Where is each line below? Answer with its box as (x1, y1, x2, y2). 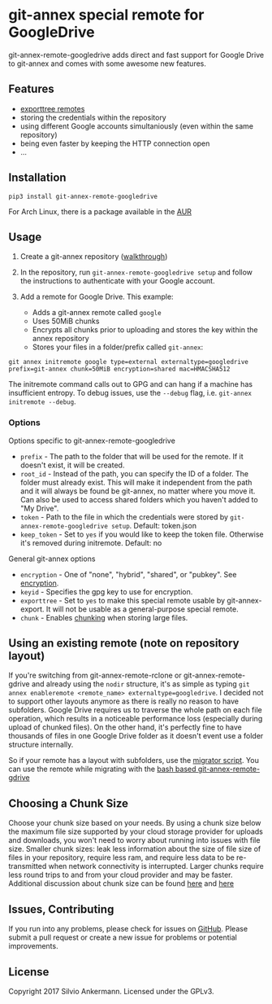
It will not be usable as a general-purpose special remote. (45, 604, 239, 614)
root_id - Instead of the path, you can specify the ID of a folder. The (19, 468, 249, 478)
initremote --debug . (8, 397, 76, 406)
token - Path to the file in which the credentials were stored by (19, 511, 229, 522)
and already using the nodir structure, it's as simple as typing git (31, 679, 250, 689)
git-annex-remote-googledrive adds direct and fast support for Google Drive (8, 50, 265, 59)
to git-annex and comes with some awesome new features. (8, 59, 207, 68)
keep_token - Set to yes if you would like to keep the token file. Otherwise (19, 529, 264, 539)
